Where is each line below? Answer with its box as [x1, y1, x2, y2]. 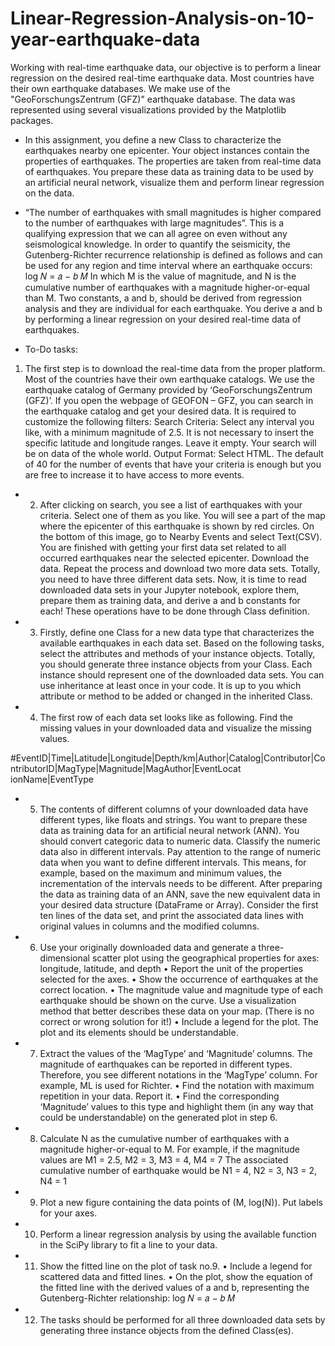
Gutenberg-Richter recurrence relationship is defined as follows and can [24, 248, 323, 261]
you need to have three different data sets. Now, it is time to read [39, 573, 307, 585]
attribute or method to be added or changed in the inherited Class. [39, 690, 313, 702]
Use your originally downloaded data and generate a [39, 941, 257, 953]
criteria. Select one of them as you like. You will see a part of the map [39, 509, 326, 521]
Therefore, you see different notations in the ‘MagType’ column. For [39, 1068, 318, 1081]
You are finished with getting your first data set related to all [39, 541, 287, 553]
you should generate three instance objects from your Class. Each [39, 658, 313, 670]
